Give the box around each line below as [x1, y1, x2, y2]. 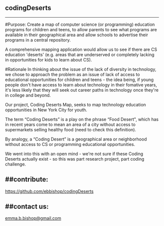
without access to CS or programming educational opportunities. [5, 141, 135, 147]
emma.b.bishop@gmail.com [5, 215, 61, 221]
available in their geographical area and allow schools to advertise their [5, 32, 148, 38]
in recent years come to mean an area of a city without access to [5, 122, 136, 127]
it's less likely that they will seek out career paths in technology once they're [5, 87, 159, 93]
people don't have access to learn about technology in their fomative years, [5, 82, 157, 87]
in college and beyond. [5, 92, 51, 98]
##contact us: [5, 203, 49, 211]
